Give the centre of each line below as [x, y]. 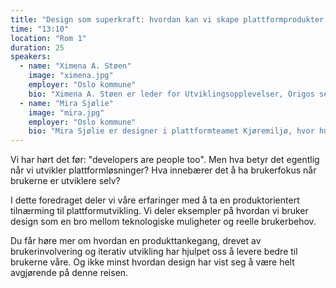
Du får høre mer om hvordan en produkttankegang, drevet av [136, 241]
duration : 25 [37, 47]
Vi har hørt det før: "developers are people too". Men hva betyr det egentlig [165, 160]
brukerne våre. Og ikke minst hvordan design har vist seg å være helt [152, 262]
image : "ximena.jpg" [71, 76]
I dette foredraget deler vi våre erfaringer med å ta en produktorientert [155, 200]
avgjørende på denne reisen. [69, 273]
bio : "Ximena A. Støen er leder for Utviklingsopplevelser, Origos [171, 94]
